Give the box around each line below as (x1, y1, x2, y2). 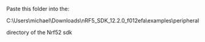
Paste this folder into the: (6, 5, 70, 12)
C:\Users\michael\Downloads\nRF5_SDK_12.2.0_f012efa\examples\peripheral (6, 17, 199, 24)
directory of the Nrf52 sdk (6, 29, 72, 36)
